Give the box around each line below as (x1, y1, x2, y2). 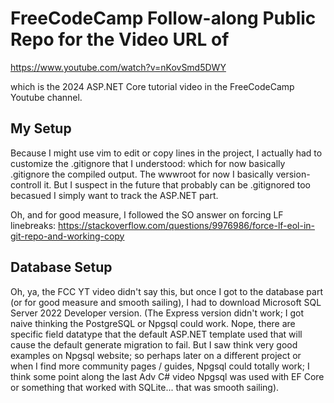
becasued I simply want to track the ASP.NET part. (10, 189, 219, 201)
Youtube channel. (10, 91, 83, 103)
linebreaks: (10, 219, 57, 231)
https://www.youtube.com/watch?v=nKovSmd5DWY (10, 61, 227, 73)
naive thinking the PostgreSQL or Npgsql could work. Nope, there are (10, 317, 296, 329)
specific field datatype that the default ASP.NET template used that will (10, 328, 303, 340)
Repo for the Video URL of (10, 28, 230, 51)
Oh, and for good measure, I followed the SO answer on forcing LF (10, 208, 284, 221)
